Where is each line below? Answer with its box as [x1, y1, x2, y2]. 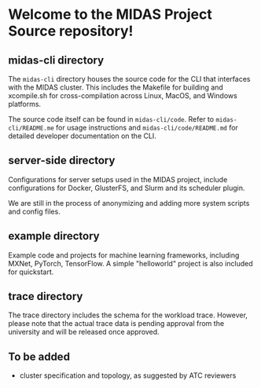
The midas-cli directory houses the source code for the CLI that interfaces [8, 75, 251, 83]
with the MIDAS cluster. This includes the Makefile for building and [8, 82, 224, 92]
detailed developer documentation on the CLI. [8, 131, 157, 141]
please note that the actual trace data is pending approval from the [8, 319, 225, 328]
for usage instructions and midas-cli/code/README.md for [56, 123, 238, 132]
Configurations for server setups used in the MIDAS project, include [8, 174, 228, 184]
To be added [8, 350, 71, 363]
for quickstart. [8, 267, 54, 276]
